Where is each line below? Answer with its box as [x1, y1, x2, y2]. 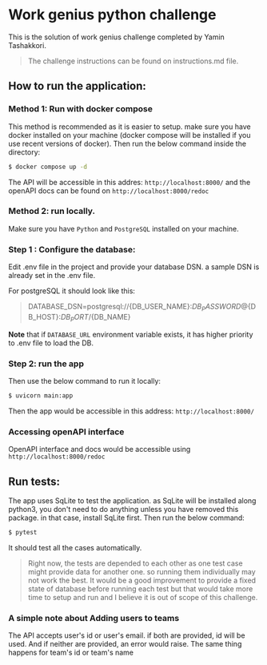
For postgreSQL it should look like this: [8, 286, 136, 296]
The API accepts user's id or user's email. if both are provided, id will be [8, 631, 245, 640]
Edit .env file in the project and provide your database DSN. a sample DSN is [8, 262, 260, 272]
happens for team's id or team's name [8, 647, 134, 658]
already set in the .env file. [8, 271, 96, 280]
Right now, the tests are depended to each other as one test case [27, 558, 243, 568]
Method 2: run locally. [8, 206, 96, 217]
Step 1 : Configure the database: [8, 244, 136, 255]
